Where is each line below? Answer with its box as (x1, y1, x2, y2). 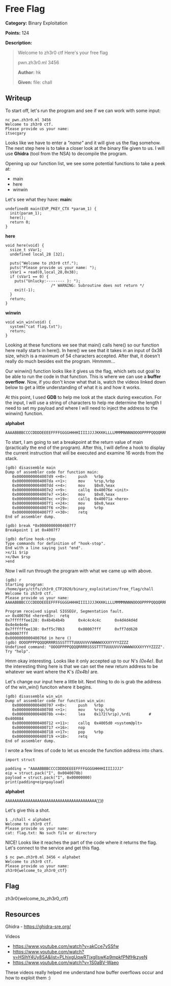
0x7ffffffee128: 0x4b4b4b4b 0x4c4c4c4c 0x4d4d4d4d (5, 618, 138, 623)
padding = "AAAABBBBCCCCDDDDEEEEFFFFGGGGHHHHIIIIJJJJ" (5, 766, 124, 771)
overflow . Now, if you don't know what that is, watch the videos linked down (5, 379, 166, 385)
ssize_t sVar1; (10, 247, 42, 252)
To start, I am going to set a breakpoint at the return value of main (5, 439, 144, 445)
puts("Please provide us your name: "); (10, 265, 97, 270)
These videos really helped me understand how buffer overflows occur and (5, 969, 164, 976)
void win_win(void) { (5, 319, 51, 325)
